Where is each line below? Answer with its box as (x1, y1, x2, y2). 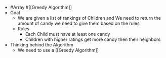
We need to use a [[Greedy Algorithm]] (17, 47, 99, 53)
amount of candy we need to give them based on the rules (17, 20, 140, 26)
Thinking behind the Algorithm (10, 42, 73, 47)
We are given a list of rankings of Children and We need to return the (17, 15, 161, 21)
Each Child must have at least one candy (25, 31, 110, 37)
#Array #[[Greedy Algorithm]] (10, 5, 72, 10)
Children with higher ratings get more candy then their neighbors (25, 36, 161, 42)
